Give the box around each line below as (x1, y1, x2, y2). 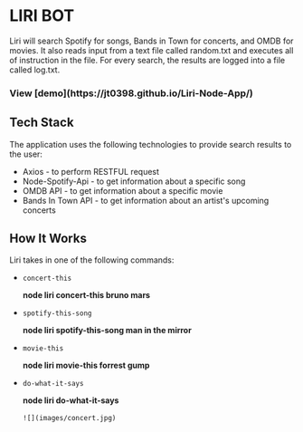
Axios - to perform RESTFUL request (22, 166, 160, 177)
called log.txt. (9, 64, 61, 75)
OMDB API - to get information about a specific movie (22, 185, 223, 196)
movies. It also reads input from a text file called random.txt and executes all (9, 44, 294, 55)
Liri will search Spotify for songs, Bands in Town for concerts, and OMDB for (9, 35, 294, 46)
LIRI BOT (9, 5, 75, 26)
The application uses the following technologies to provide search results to (9, 139, 292, 149)
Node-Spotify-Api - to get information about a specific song (22, 176, 246, 187)
